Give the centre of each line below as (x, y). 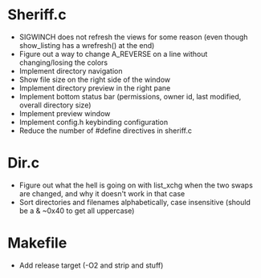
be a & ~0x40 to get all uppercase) (77, 211)
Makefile (37, 243)
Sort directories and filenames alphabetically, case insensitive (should (135, 202)
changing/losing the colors (63, 62)
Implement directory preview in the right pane (95, 88)
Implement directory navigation (71, 71)
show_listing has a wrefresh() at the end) (87, 45)
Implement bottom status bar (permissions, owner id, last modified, (130, 96)
